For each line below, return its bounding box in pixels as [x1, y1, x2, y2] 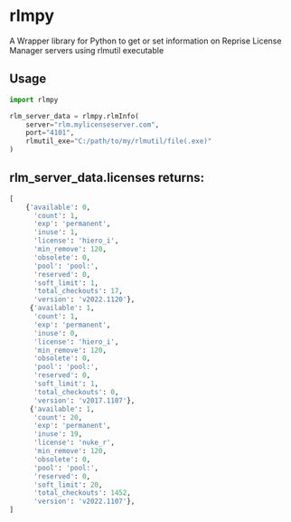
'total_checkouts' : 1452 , [33, 489, 131, 498]
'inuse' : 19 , [33, 430, 83, 439]
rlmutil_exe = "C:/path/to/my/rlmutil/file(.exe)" [25, 137, 212, 146]
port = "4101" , [25, 128, 75, 138]
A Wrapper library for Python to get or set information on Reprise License [9, 35, 282, 46]
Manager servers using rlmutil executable [9, 44, 164, 55]
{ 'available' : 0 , [25, 203, 91, 212]
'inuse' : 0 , [33, 328, 79, 337]
